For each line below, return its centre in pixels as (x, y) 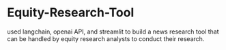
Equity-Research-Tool (71, 13)
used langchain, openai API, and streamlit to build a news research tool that (113, 32)
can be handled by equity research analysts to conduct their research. (106, 38)
